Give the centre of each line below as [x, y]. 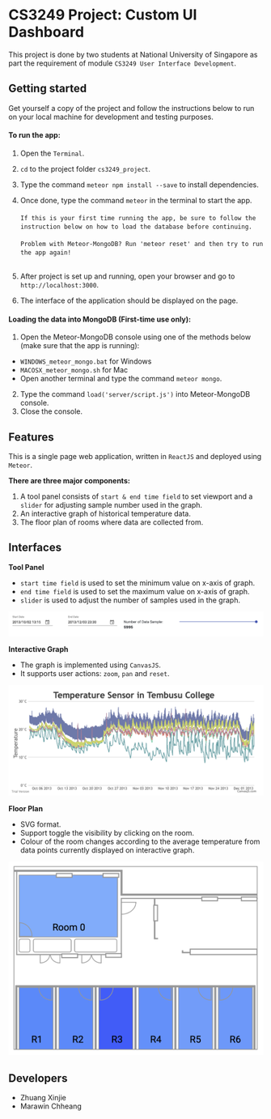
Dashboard [47, 32]
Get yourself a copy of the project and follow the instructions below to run [131, 108]
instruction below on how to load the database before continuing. [136, 227]
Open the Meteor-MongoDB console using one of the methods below [135, 337]
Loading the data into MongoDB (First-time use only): [100, 319]
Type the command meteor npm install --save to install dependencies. [139, 185]
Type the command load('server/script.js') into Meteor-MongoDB [135, 394]
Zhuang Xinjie [43, 1098]
